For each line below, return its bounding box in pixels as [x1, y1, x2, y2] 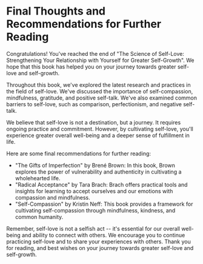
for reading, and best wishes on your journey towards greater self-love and [6, 244, 194, 251]
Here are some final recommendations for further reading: [6, 150, 151, 157]
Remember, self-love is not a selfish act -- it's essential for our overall [6, 225, 181, 232]
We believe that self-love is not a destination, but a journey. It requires [6, 118, 181, 126]
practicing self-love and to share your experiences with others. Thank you [6, 238, 191, 245]
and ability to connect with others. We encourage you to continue [21, 231, 185, 239]
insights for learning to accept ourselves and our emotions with [15, 187, 173, 195]
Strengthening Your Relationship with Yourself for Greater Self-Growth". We [6, 56, 195, 64]
